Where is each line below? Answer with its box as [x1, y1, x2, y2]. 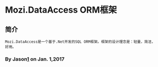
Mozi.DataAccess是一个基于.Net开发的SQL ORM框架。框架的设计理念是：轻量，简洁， [5, 39, 156, 44]
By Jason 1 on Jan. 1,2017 [5, 55, 64, 62]
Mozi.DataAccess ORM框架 [5, 4, 117, 16]
